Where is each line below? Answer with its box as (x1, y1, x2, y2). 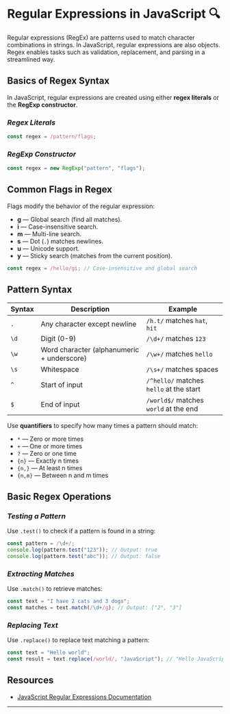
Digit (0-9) (40, 333, 77, 343)
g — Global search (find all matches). (16, 215, 123, 223)
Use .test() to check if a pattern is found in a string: (7, 527, 156, 535)
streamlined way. (7, 55, 55, 63)
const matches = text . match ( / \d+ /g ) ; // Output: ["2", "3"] (7, 604, 183, 611)
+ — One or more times (16, 442, 83, 450)
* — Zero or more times (16, 435, 84, 443)
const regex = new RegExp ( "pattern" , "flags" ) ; (7, 165, 146, 172)
